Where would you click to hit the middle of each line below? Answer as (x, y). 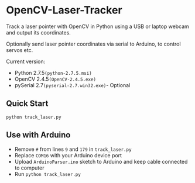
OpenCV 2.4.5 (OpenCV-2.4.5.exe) (55, 79)
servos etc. (20, 50)
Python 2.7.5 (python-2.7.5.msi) (53, 72)
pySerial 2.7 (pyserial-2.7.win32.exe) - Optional (72, 85)
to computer (29, 168)
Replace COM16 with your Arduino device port (68, 155)
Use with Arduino (38, 135)
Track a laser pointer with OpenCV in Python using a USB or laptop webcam (97, 26)
